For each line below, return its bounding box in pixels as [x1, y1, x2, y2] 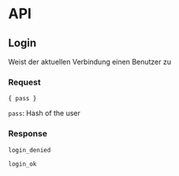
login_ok [8, 159, 37, 168]
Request [8, 77, 41, 88]
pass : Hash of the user [8, 108, 81, 118]
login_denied [8, 146, 51, 154]
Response [8, 128, 47, 139]
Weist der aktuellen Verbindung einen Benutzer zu [8, 57, 172, 66]
